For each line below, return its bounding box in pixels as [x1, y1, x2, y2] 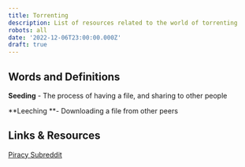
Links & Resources [8, 129, 101, 143]
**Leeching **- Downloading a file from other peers [8, 106, 179, 115]
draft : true [8, 41, 47, 49]
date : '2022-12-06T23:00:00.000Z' [8, 33, 122, 42]
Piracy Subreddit [8, 150, 63, 159]
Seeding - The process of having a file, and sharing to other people [8, 91, 228, 100]
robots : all [8, 26, 47, 34]
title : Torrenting [8, 11, 69, 20]
